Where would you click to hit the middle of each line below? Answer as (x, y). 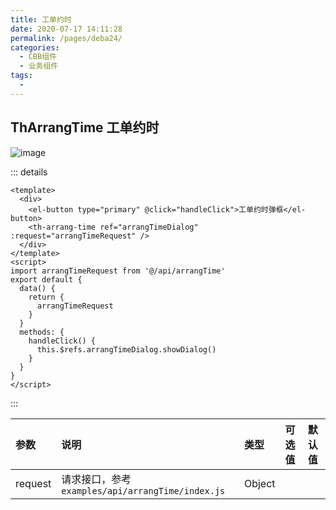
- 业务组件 (39, 66)
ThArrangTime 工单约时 (85, 127)
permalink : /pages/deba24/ (66, 38)
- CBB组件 (38, 57)
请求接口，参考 (96, 479)
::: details (29, 172)
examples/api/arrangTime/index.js (143, 490)
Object (259, 483)
